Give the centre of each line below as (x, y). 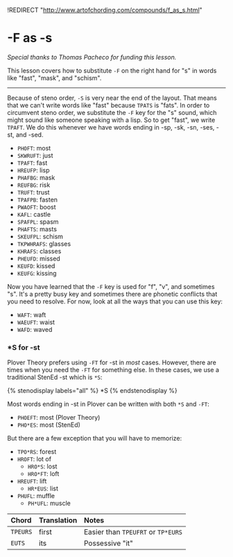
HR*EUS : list (43, 488)
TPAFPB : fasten (37, 200)
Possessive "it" (109, 543)
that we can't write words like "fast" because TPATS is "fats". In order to (109, 105)
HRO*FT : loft (43, 474)
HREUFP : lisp (33, 170)
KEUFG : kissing (37, 273)
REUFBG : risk (34, 185)
